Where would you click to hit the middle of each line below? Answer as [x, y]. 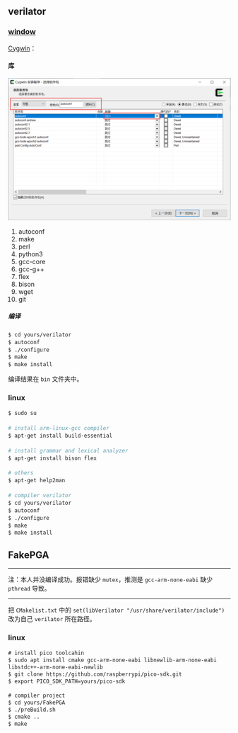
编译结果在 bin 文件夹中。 [46, 379]
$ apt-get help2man [37, 481]
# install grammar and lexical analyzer [69, 450]
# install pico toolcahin [46, 653]
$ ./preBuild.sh [32, 710]
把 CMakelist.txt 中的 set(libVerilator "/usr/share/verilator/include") [117, 610]
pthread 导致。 [30, 589]
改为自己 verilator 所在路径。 [52, 619]
